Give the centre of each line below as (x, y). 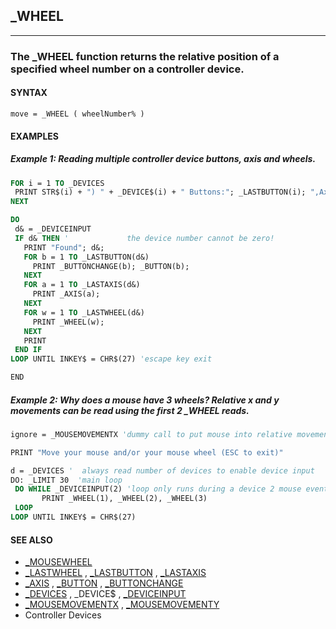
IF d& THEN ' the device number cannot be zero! (144, 238)
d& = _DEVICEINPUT (53, 229)
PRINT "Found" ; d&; (64, 247)
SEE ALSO (31, 540)
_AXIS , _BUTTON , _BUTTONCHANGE (104, 583)
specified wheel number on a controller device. (127, 69)
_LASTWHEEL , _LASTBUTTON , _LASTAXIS (115, 573)
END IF (28, 350)
